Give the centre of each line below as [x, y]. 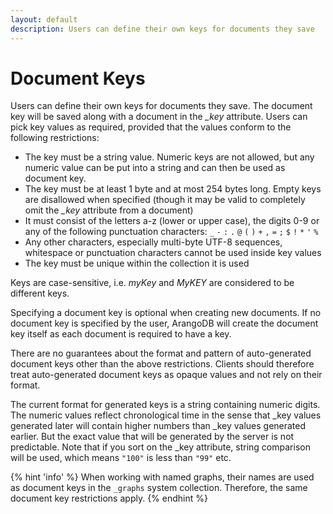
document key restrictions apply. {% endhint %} [109, 498]
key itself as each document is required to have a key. [121, 334]
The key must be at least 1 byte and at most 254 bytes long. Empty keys [173, 189]
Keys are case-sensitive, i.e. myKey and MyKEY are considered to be [152, 283]
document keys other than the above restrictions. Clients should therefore [162, 364]
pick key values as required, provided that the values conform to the [151, 127]
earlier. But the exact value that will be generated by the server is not [152, 437]
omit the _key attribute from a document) [109, 210]
